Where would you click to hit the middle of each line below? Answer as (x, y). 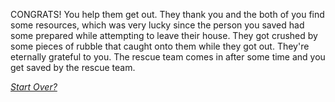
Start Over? (34, 87)
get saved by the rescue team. (73, 67)
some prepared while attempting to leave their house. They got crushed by (164, 35)
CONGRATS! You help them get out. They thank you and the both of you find (167, 14)
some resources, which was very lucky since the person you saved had (157, 25)
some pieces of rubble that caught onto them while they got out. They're (160, 46)
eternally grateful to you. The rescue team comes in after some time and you (168, 57)
